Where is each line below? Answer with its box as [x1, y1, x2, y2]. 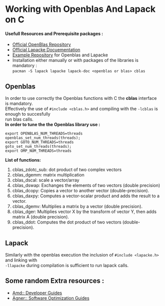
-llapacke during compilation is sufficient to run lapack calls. [5, 262, 129, 268]
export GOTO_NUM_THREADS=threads [5, 140, 74, 145]
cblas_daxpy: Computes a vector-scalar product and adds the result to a [12, 193, 160, 199]
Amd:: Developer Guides [12, 290, 63, 296]
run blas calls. [5, 116, 34, 122]
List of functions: [5, 157, 41, 163]
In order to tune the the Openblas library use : [5, 122, 100, 128]
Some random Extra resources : [5, 277, 105, 285]
